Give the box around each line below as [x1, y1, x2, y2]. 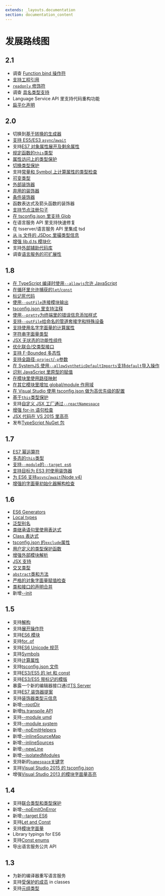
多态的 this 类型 [12, 455, 44, 461]
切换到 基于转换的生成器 [12, 131, 62, 137]
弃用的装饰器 [12, 188, 39, 194]
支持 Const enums [12, 837, 49, 843]
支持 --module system [12, 720, 58, 726]
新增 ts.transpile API [12, 707, 53, 714]
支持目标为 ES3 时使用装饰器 [12, 467, 72, 474]
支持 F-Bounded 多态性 [12, 350, 61, 356]
